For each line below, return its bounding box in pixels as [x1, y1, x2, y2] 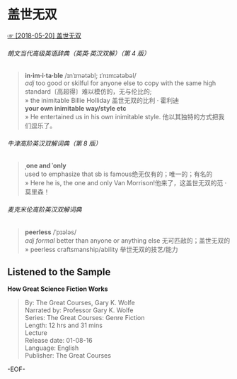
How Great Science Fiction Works [7, 285, 108, 293]
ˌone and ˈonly [24, 161, 67, 170]
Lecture [24, 329, 47, 337]
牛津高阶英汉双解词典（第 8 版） [7, 139, 102, 148]
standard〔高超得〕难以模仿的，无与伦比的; [24, 87, 152, 96]
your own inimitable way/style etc [24, 104, 127, 113]
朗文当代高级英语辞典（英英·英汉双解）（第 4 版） [7, 49, 150, 57]
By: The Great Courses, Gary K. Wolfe [24, 299, 136, 307]
